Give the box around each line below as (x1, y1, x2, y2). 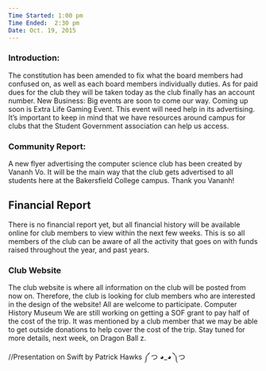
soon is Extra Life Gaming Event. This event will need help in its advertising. (8, 104, 256, 113)
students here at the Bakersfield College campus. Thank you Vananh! (8, 175, 235, 185)
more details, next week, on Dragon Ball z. (8, 334, 147, 343)
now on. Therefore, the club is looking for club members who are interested (8, 291, 256, 301)
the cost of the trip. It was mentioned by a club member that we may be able (8, 316, 258, 326)
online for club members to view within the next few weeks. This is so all (8, 228, 245, 238)
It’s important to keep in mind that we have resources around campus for (8, 113, 246, 122)
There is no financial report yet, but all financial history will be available (8, 220, 241, 229)
